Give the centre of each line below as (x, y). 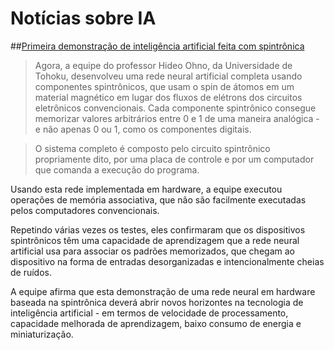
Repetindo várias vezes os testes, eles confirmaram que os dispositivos (158, 229)
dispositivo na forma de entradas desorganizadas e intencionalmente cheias (167, 261)
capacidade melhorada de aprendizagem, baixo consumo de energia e (156, 323)
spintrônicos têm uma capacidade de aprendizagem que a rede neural (155, 240)
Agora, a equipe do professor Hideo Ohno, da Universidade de (163, 65)
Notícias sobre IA (83, 18)
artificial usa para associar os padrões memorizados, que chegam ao (152, 251)
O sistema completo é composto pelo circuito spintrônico (152, 148)
